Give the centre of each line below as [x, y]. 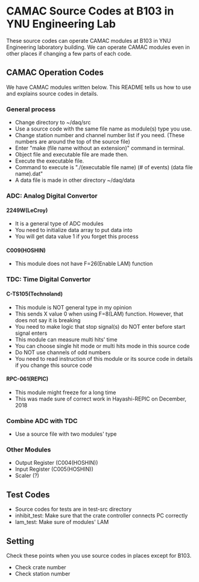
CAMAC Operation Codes [55, 73]
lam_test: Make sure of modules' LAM [62, 522]
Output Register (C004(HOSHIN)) [56, 463]
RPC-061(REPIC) [27, 379]
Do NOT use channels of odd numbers [63, 352]
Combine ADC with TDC [42, 421]
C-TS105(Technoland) [35, 294]
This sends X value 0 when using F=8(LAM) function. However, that [99, 314]
